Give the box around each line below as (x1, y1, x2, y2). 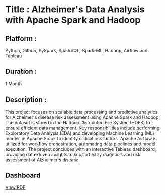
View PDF (5, 184, 26, 190)
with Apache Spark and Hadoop (5, 14, 141, 26)
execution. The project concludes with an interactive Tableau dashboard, (5, 146, 156, 152)
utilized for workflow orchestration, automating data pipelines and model (5, 141, 156, 147)
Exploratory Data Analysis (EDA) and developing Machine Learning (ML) (5, 130, 154, 136)
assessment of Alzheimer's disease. (5, 157, 80, 163)
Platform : (5, 34, 37, 43)
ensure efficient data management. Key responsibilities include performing (5, 125, 160, 131)
